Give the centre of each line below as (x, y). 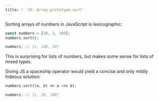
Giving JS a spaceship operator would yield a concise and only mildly (77, 71)
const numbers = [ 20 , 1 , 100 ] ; (38, 33)
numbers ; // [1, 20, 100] (32, 95)
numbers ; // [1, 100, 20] (32, 47)
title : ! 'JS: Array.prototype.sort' (44, 10)
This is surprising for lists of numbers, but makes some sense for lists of (79, 56)
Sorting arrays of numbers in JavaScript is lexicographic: (64, 24)
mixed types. (18, 62)
